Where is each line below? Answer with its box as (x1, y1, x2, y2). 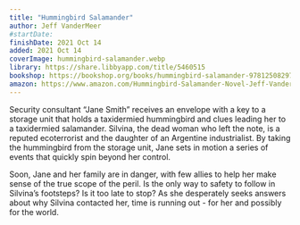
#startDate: (9, 29, 54, 38)
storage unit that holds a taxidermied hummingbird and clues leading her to (9, 113, 287, 124)
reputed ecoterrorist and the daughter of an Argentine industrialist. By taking (9, 132, 291, 143)
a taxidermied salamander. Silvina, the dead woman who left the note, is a (9, 122, 280, 134)
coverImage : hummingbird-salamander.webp (9, 54, 166, 63)
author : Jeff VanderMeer (9, 21, 102, 30)
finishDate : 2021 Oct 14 (9, 37, 102, 47)
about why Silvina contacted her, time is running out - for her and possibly (9, 197, 282, 208)
